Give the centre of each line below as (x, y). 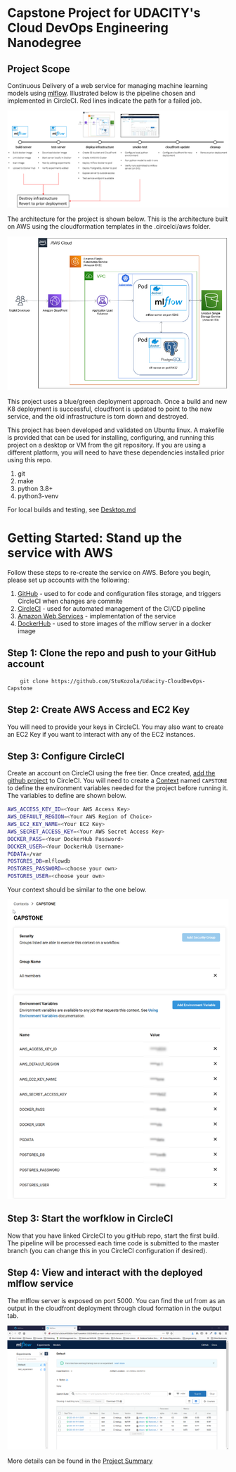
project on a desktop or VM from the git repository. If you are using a (107, 445)
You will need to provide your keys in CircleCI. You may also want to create (116, 727)
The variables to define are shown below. (67, 796)
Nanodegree (45, 43)
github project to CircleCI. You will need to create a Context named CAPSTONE (117, 781)
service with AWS (60, 553)
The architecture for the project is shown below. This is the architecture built (118, 219)
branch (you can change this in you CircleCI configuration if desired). (107, 1250)
